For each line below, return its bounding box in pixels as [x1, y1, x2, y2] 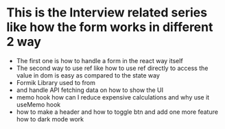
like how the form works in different [6, 19, 213, 35]
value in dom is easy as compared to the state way [16, 71, 161, 80]
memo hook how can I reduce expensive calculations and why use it [16, 93, 210, 101]
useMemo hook [16, 100, 61, 108]
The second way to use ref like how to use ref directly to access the [16, 64, 209, 72]
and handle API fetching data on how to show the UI [16, 86, 164, 94]
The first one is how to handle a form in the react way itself [16, 56, 183, 64]
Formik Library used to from [16, 78, 95, 86]
